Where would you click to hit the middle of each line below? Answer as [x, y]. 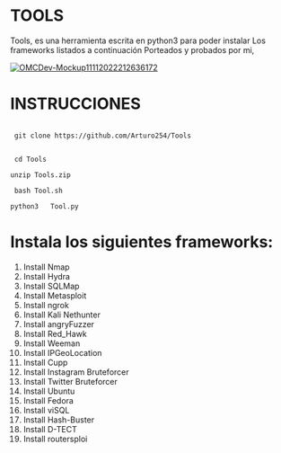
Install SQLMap [51, 286]
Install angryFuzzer [59, 324]
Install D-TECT [50, 429]
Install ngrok [46, 305]
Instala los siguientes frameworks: [142, 242]
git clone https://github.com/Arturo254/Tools [103, 136]
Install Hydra [47, 276]
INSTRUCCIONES [76, 104]
